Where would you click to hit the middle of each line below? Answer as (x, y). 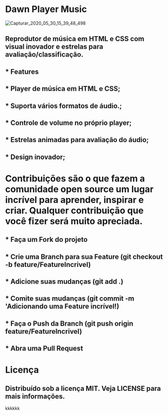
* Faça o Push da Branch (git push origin (69, 323)
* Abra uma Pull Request (44, 349)
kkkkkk (13, 408)
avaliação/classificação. (44, 54)
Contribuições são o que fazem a (75, 178)
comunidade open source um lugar (79, 189)
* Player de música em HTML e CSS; (63, 89)
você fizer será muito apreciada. (74, 221)
